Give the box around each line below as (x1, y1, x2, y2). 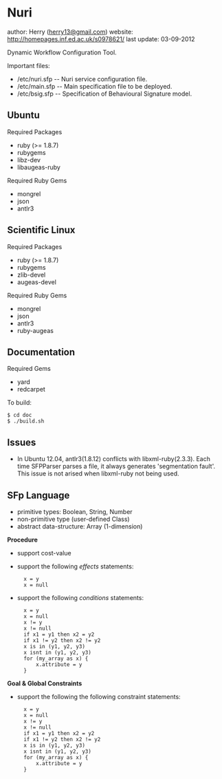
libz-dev (16, 156, 41, 164)
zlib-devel (16, 270, 46, 279)
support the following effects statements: (16, 562, 134, 570)
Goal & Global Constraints (7, 679, 82, 687)
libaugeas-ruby (16, 163, 60, 171)
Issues (7, 436, 36, 448)
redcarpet (16, 385, 46, 394)
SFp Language (7, 489, 70, 501)
